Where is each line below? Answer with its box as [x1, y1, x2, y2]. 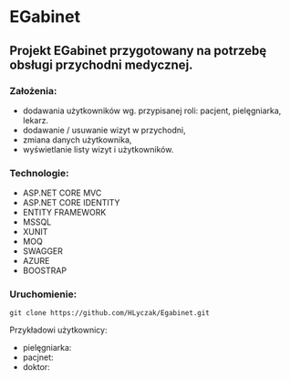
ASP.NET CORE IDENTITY [22, 197, 120, 208]
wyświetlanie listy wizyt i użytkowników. [22, 143, 174, 154]
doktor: [22, 362, 50, 373]
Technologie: [9, 166, 69, 179]
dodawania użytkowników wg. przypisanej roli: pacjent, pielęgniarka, [22, 105, 282, 116]
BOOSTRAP [22, 265, 67, 276]
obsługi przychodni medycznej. [9, 57, 193, 72]
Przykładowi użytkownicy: [9, 324, 108, 335]
